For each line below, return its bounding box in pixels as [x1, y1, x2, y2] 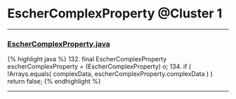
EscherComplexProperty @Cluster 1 [7, 6, 223, 22]
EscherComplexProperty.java [7, 39, 110, 49]
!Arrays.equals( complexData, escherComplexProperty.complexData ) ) [7, 70, 213, 78]
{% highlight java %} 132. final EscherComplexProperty [7, 55, 167, 63]
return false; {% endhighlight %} [7, 77, 101, 86]
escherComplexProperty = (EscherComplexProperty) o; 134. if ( [7, 62, 192, 71]
